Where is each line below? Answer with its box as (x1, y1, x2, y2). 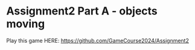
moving (6, 17, 45, 31)
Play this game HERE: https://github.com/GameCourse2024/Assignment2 (6, 37, 189, 44)
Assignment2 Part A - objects (6, 4, 158, 18)
